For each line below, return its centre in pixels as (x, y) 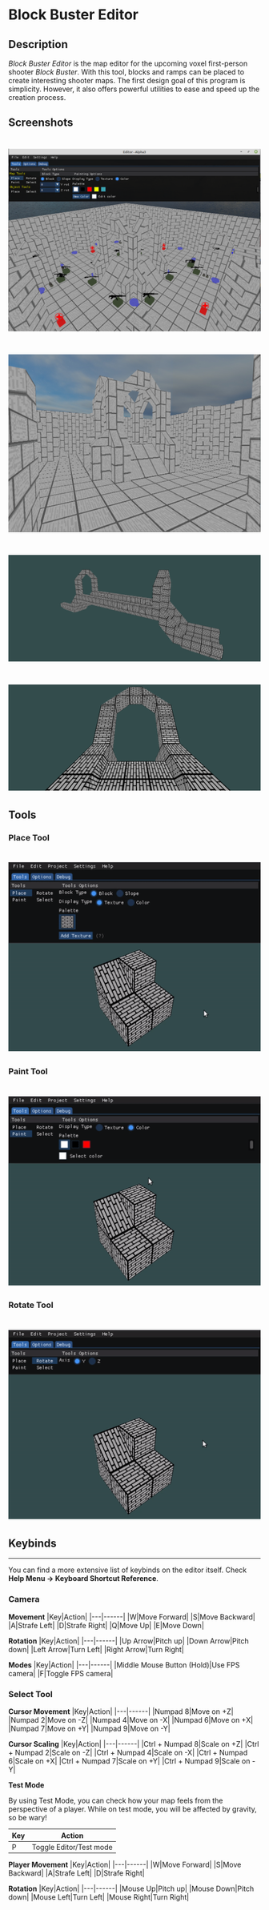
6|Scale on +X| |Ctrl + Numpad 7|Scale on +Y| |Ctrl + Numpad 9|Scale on (129, 1761)
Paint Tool (28, 1072)
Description (38, 44)
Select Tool (31, 1694)
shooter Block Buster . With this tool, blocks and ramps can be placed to (126, 72)
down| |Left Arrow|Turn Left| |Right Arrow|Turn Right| (96, 1649)
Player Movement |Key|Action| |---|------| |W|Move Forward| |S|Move (125, 1865)
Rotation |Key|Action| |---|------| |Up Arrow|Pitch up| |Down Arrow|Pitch (129, 1641)
